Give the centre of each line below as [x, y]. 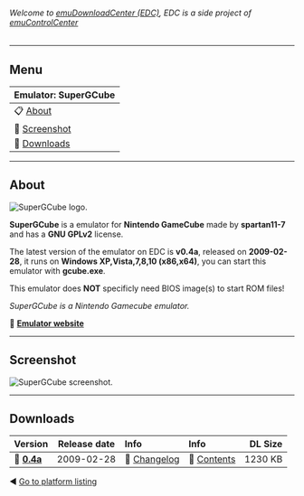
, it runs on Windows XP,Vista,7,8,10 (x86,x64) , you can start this [143, 261]
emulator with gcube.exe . [57, 270]
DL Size [266, 445]
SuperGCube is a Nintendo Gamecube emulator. [100, 305]
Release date [86, 445]
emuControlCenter [44, 22]
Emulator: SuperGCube [65, 95]
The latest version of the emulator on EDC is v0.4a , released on [128, 251]
